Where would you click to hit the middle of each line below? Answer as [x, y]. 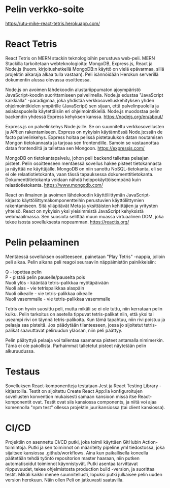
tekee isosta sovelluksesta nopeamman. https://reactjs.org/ [67, 222]
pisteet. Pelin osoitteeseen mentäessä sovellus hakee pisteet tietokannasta [83, 163]
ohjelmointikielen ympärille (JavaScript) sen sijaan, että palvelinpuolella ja [82, 106]
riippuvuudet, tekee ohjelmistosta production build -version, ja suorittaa [80, 469]
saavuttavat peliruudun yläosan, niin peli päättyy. [71, 330]
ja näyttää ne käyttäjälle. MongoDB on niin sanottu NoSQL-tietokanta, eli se [84, 168]
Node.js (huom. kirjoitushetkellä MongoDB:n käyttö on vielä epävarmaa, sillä [85, 69]
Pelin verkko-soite [45, 9]
